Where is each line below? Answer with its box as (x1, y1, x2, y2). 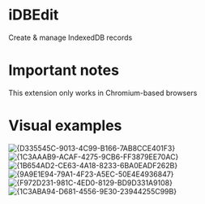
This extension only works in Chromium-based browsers (8, 88, 198, 98)
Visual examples (8, 116, 122, 135)
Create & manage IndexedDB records (8, 33, 133, 42)
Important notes (8, 61, 120, 80)
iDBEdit (8, 6, 59, 24)
